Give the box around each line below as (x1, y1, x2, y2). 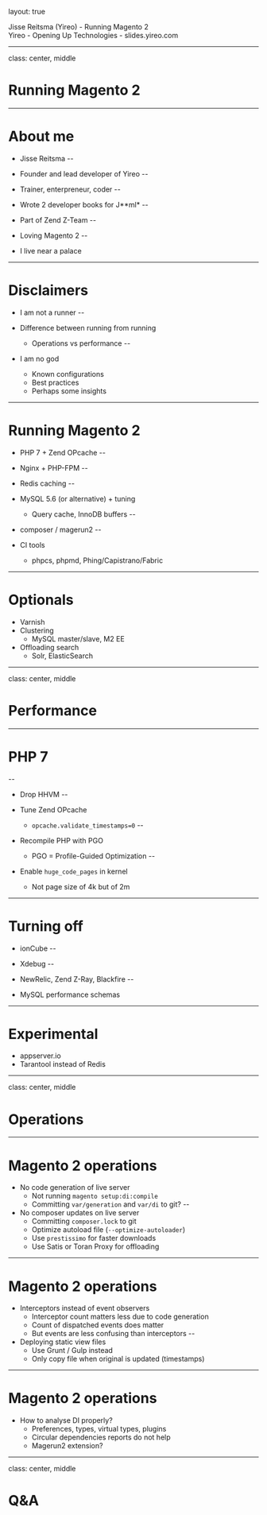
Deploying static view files (19, 1337, 106, 1346)
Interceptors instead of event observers (19, 1304, 150, 1313)
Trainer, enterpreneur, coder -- (19, 184, 121, 194)
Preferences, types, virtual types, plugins (31, 1424, 167, 1434)
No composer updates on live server (19, 1208, 140, 1218)
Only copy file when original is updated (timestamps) (31, 1354, 205, 1364)
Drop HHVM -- (19, 789, 68, 799)
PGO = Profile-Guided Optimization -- (31, 850, 156, 861)
